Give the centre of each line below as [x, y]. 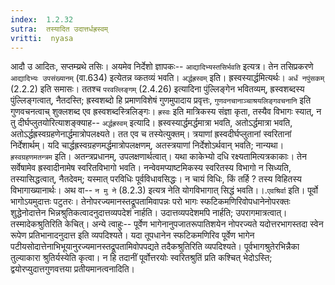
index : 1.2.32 [42, 19]
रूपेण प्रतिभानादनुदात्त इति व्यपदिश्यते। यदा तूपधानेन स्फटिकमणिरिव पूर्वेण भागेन [132, 235]
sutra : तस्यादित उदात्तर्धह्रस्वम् [59, 29]
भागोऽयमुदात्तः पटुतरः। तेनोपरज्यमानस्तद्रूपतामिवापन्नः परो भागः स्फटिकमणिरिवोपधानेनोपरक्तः [150, 202]
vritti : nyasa [42, 38]
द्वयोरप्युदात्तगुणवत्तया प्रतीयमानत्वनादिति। [72, 269]
